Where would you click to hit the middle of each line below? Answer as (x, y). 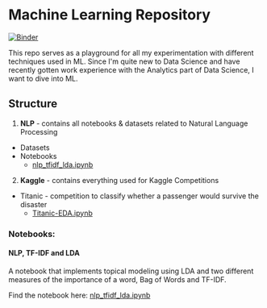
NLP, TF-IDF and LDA (44, 253)
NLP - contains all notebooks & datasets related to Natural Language (134, 123)
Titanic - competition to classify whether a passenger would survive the (140, 196)
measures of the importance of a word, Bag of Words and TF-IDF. (118, 279)
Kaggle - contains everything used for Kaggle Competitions (119, 180)
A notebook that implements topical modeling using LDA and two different (131, 271)
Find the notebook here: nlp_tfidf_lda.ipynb (79, 295)
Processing (39, 131)
